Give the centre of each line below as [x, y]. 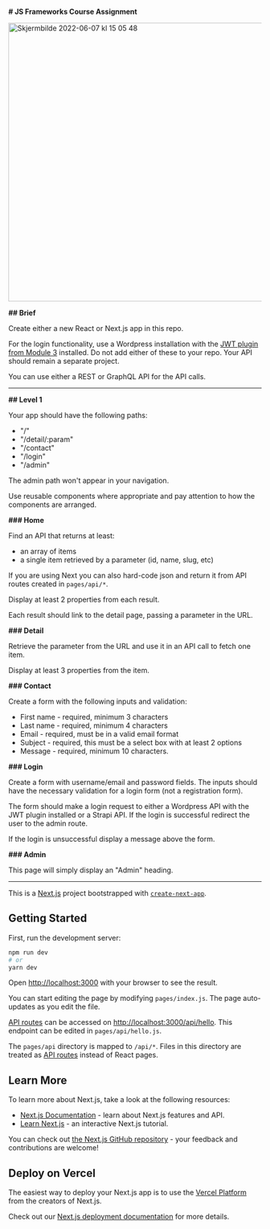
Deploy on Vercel [52, 1173]
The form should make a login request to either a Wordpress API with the [129, 806]
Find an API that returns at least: [61, 536]
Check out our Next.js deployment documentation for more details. [119, 1217]
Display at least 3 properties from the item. [79, 670]
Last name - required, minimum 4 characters [94, 725]
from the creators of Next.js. [55, 1201]
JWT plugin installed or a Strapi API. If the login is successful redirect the [129, 815]
